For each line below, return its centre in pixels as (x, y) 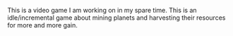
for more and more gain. (42, 25)
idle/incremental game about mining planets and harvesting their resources (116, 18)
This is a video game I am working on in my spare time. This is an (102, 10)
